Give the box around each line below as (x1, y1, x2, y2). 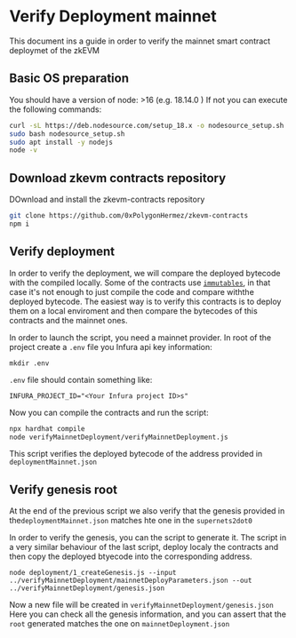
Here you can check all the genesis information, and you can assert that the (9, 609, 287, 619)
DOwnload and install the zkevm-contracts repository (9, 194, 205, 205)
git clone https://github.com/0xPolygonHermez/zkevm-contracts (9, 211, 249, 220)
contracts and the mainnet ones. (9, 315, 128, 325)
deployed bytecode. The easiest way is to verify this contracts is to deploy (9, 296, 282, 307)
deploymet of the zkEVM (9, 44, 100, 55)
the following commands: (9, 104, 102, 115)
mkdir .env (9, 358, 50, 368)
